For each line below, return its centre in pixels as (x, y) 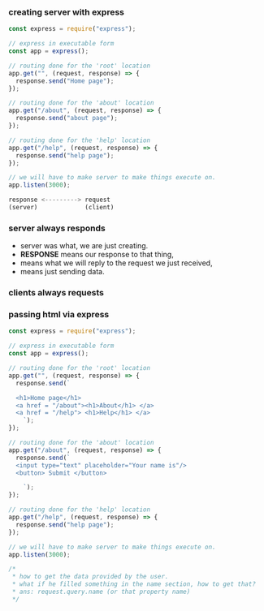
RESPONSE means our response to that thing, (97, 255)
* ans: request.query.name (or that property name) (101, 592)
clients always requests (56, 293)
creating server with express (66, 12)
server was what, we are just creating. (84, 246)
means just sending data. (62, 272)
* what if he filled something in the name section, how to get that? (134, 584)
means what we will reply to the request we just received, (116, 263)
